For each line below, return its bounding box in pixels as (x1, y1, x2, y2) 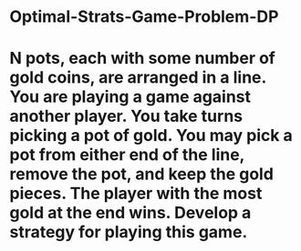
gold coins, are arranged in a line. (9, 67, 267, 88)
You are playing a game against (9, 86, 251, 107)
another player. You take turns (9, 106, 244, 126)
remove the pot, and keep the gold (9, 164, 274, 185)
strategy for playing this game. (9, 222, 248, 243)
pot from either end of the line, (9, 145, 244, 166)
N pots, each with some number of (9, 48, 275, 69)
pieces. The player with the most (9, 184, 263, 204)
